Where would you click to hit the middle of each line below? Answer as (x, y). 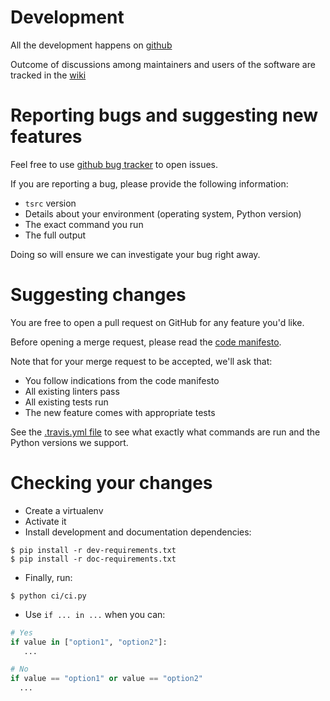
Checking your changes (111, 483)
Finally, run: (48, 577)
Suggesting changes (98, 295)
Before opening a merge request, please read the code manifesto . (146, 342)
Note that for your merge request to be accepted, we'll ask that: (141, 361)
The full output (55, 235)
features (46, 137)
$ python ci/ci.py (48, 596)
